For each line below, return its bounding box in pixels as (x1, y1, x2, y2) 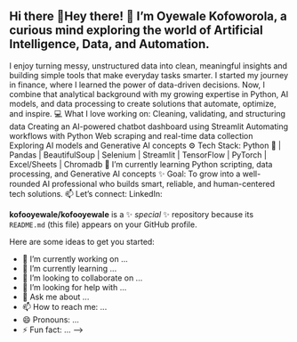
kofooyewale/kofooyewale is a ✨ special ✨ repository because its (9, 208, 254, 219)
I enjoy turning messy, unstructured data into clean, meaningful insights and (9, 60, 287, 71)
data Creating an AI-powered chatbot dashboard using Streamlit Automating (9, 121, 289, 132)
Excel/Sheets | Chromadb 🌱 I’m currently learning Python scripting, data (9, 159, 273, 169)
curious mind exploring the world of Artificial (9, 23, 264, 38)
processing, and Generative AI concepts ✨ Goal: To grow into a (9, 168, 241, 179)
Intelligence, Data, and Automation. (9, 37, 211, 52)
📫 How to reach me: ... (21, 301, 108, 312)
